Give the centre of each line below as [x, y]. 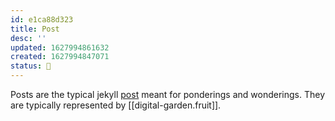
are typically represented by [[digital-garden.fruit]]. [116, 105]
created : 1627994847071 [60, 57]
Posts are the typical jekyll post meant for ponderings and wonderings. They [168, 94]
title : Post [35, 29]
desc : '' [28, 38]
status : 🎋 [31, 66]
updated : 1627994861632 [60, 47]
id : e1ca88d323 [42, 19]
